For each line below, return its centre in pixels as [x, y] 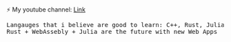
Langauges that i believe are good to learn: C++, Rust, [105, 25]
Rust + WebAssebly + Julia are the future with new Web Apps [112, 31]
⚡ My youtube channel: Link [46, 9]
